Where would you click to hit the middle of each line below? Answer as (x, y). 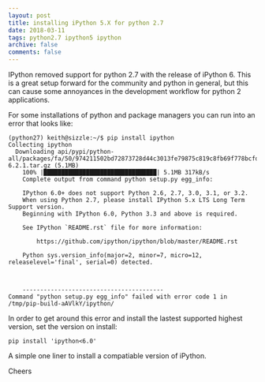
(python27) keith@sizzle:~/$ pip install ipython (91, 138)
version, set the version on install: (63, 327)
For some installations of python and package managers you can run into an (132, 115)
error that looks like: (41, 124)
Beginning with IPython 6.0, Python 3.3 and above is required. (130, 214)
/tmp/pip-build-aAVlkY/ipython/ (61, 304)
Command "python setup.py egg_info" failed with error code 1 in (118, 297)
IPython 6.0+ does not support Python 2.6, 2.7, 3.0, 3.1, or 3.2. (135, 193)
